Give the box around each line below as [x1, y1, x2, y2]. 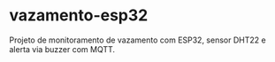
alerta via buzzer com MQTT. [9, 43, 116, 54]
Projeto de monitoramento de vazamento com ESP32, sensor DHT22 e [9, 35, 267, 45]
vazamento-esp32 [9, 5, 149, 26]
